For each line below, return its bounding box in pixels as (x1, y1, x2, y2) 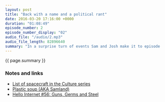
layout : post (5, 7, 32, 12)
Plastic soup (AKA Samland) (12, 86, 70, 92)
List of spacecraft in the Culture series (12, 81, 90, 87)
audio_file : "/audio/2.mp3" (5, 35, 63, 40)
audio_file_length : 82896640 (5, 39, 65, 44)
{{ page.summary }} (5, 57, 46, 63)
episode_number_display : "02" (5, 30, 68, 35)
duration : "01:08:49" (5, 21, 50, 26)
